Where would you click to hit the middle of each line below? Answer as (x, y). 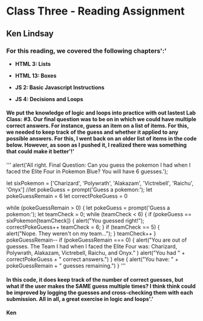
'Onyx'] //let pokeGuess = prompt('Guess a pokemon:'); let (79, 190)
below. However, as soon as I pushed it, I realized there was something (97, 145)
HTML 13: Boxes (36, 75)
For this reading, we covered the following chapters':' (87, 51)
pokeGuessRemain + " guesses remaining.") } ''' (66, 266)
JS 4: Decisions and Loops (49, 99)
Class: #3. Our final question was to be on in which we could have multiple (101, 119)
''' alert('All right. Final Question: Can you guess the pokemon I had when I (98, 165)
